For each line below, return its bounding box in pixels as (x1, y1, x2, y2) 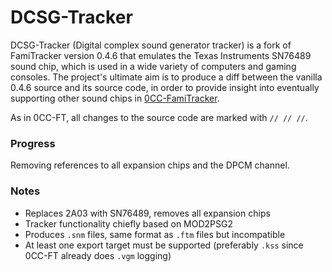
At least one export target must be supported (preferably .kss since (24, 239, 304, 251)
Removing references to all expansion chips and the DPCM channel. (10, 159, 290, 171)
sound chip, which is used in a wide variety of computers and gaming (10, 60, 297, 72)
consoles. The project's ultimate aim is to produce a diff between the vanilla (10, 71, 323, 83)
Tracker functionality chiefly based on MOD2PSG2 (24, 217, 233, 230)
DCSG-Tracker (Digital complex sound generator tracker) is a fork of (10, 39, 292, 51)
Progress (10, 136, 56, 150)
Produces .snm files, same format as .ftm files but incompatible (24, 228, 286, 240)
